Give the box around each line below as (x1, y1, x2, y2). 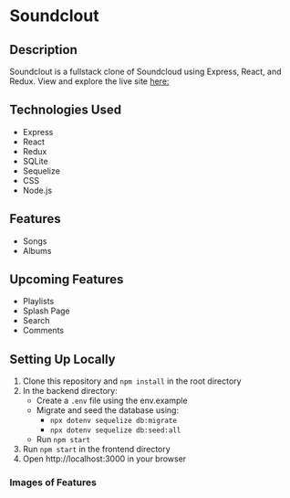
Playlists (22, 296, 55, 307)
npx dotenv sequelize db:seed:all (49, 426, 181, 435)
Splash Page (22, 305, 70, 316)
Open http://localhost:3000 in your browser (22, 453, 187, 464)
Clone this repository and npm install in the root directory (22, 376, 242, 387)
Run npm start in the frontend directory (22, 444, 171, 455)
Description (9, 42, 78, 58)
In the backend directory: (22, 386, 118, 397)
